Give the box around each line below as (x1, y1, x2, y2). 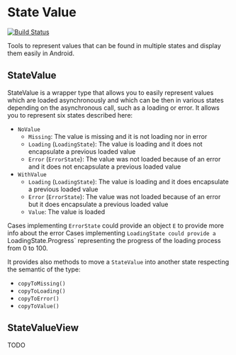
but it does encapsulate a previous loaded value (28, 200, 169, 208)
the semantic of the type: (7, 265, 81, 274)
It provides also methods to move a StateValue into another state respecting (7, 257, 230, 266)
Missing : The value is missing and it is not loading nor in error (28, 132, 208, 140)
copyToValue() (17, 303, 60, 310)
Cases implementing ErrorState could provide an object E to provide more (7, 221, 225, 230)
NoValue (17, 125, 40, 133)
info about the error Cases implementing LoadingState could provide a (7, 228, 216, 237)
